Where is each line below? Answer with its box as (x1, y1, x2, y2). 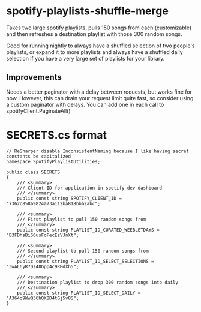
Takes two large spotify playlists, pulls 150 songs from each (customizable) (6, 24, 192, 31)
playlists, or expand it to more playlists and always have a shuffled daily (6, 48, 183, 55)
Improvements (6, 72, 62, 82)
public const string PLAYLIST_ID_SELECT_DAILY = (17, 290, 141, 296)
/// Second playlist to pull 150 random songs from (17, 248, 149, 254)
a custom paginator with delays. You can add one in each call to (6, 101, 164, 108)
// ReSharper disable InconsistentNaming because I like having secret (6, 148, 189, 154)
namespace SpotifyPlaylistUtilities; (6, 158, 101, 164)
